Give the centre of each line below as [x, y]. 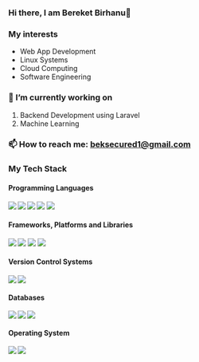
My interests [33, 33]
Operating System [39, 332]
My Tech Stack [38, 169]
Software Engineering [55, 77]
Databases [27, 297]
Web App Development [58, 52]
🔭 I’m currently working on [60, 97]
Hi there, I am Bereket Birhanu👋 [70, 13]
